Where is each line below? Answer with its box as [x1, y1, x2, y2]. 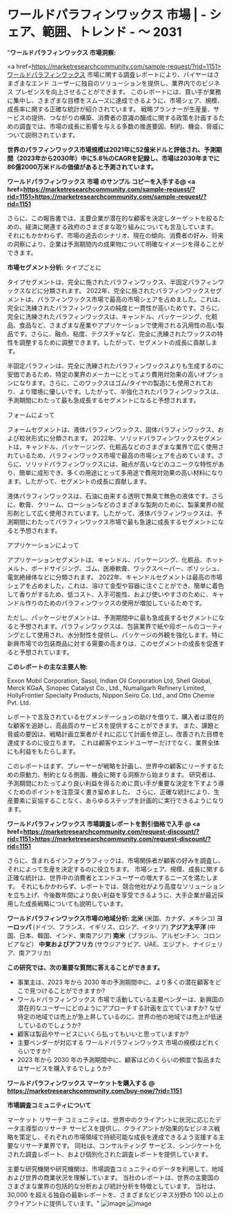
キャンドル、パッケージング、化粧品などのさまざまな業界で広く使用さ [25, 442, 224, 451]
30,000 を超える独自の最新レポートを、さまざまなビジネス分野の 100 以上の [7, 1191, 224, 1199]
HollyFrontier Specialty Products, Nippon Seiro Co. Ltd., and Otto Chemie [7, 691, 215, 699]
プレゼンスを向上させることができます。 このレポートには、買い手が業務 [14, 88, 222, 96]
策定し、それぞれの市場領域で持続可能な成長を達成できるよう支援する [19, 1133, 219, 1141]
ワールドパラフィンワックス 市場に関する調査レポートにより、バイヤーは [7, 70, 214, 79]
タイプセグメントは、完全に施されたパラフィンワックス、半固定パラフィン [7, 277, 219, 286]
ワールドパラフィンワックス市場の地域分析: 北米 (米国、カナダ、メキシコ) [7, 914, 216, 922]
